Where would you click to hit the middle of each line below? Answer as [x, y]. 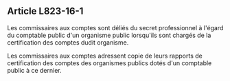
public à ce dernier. [34, 70]
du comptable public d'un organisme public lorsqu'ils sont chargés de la [109, 35]
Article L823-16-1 [45, 11]
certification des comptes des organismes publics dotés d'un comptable [110, 63]
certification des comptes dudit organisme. [68, 42]
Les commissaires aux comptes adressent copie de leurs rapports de [105, 56]
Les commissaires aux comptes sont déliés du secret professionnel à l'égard [115, 27]
